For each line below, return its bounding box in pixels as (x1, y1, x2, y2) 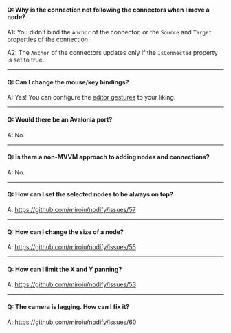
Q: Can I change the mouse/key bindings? (7, 78, 129, 86)
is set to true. (7, 56, 45, 65)
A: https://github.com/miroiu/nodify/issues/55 (7, 243, 136, 251)
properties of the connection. (7, 35, 90, 44)
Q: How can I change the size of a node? (7, 227, 124, 236)
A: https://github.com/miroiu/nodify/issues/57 (7, 206, 136, 214)
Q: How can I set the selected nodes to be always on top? (7, 190, 174, 198)
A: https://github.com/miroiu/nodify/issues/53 (7, 280, 136, 288)
